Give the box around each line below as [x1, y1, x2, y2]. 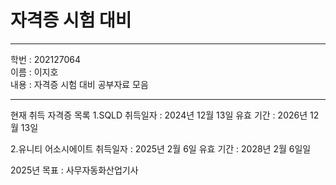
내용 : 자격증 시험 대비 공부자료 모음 [10, 78, 149, 90]
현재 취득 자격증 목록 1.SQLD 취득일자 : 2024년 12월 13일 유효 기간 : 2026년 [10, 109, 308, 121]
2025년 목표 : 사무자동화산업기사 [10, 164, 139, 176]
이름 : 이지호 [10, 66, 59, 78]
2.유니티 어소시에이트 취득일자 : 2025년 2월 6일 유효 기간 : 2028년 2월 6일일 [10, 142, 312, 155]
